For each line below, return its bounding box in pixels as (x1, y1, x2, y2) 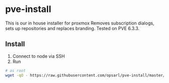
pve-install (5, 3, 51, 15)
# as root (5, 68, 26, 73)
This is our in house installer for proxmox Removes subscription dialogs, (5, 20, 154, 26)
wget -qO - (5, 72, 28, 78)
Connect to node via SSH (12, 53, 65, 59)
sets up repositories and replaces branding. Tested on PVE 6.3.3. (5, 25, 140, 31)
